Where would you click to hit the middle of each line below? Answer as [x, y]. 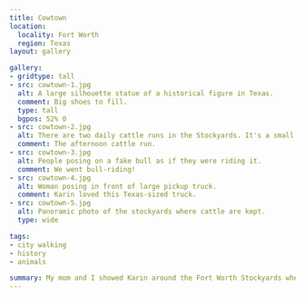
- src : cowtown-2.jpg [50, 127]
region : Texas [44, 43]
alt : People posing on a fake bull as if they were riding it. [139, 161]
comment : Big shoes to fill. [73, 102]
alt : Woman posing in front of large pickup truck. [118, 186]
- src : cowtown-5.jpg [50, 203]
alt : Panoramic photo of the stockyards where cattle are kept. [142, 212]
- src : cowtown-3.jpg [50, 153]
